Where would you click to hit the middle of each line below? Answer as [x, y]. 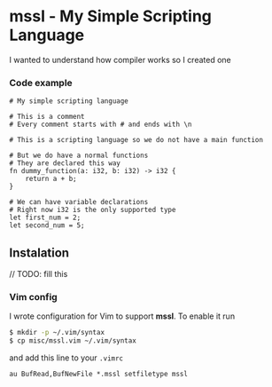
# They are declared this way [65, 163]
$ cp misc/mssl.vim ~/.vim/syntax [73, 341]
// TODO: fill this [39, 274]
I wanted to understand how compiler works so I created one [120, 59]
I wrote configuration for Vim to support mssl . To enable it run [122, 316]
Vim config [33, 296]
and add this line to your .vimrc [66, 358]
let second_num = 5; [47, 225]
